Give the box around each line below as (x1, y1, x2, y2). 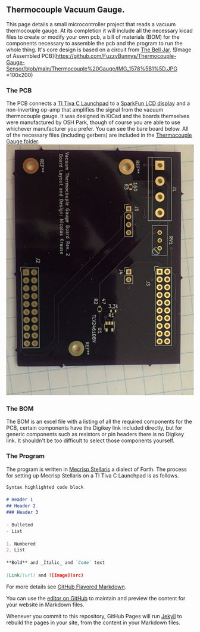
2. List (6, 547, 26, 553)
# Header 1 (6, 497, 33, 503)
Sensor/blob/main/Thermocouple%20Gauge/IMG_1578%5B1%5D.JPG (6, 65, 177, 72)
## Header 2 (6, 503, 36, 509)
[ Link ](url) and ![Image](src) (6, 572, 84, 578)
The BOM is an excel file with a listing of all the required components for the (6, 418, 192, 426)
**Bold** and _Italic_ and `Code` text (6, 560, 105, 566)
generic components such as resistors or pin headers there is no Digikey (6, 431, 185, 438)
